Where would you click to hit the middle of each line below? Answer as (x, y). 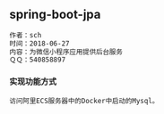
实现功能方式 (33, 81)
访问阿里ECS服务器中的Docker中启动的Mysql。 (84, 101)
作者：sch (26, 35)
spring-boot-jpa (55, 15)
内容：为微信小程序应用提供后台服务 (66, 52)
